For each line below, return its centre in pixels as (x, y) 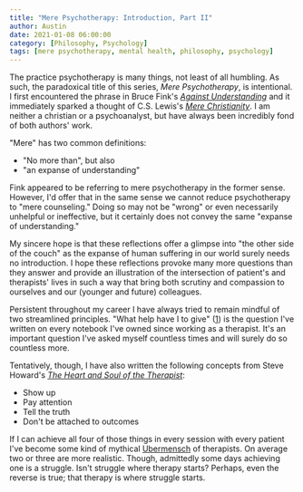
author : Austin (38, 26)
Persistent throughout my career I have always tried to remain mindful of (145, 310)
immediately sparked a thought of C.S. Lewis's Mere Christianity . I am (140, 106)
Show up (39, 393)
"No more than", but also (68, 160)
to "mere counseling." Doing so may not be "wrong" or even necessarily (144, 207)
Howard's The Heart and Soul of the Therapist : (98, 375)
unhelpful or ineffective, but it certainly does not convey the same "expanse (151, 217)
